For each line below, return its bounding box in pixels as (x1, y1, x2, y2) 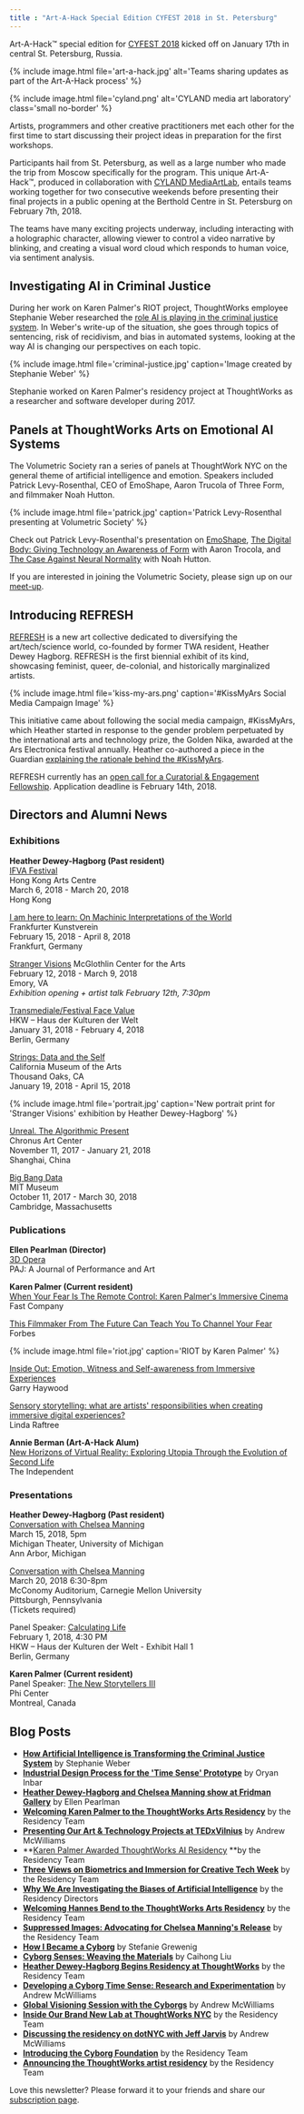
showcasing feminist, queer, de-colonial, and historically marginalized (9, 660, 270, 671)
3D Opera (9, 1254, 46, 1265)
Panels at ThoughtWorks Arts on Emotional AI (9, 422, 274, 438)
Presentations (9, 1488, 74, 1501)
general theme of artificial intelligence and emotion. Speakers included (9, 470, 274, 481)
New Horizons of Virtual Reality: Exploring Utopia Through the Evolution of (9, 1447, 288, 1458)
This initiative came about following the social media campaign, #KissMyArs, (9, 715, 296, 726)
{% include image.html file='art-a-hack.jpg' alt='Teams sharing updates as (9, 65, 289, 76)
